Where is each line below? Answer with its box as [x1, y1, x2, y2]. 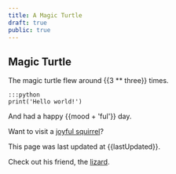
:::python [8, 91, 41, 99]
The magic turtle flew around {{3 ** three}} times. [8, 76, 169, 85]
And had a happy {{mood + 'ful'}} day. [8, 111, 132, 121]
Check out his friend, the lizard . [8, 158, 110, 167]
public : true [8, 26, 51, 34]
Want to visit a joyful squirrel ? [8, 127, 104, 136]
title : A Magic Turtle [8, 11, 82, 20]
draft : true [8, 19, 47, 27]
